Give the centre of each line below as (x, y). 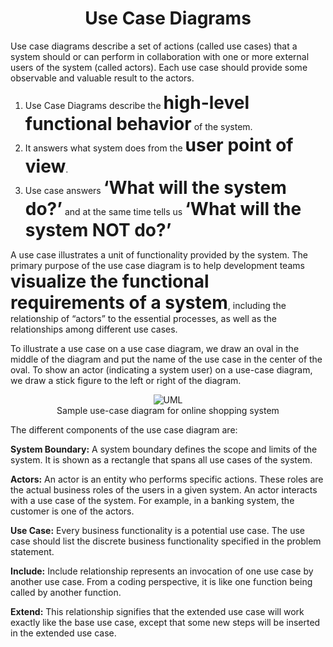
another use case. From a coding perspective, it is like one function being (161, 581)
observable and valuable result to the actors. (102, 78)
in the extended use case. (63, 633)
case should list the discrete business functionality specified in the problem (166, 541)
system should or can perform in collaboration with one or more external (160, 56)
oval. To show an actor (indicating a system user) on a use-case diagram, (161, 369)
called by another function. (66, 592)
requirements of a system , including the (148, 302)
